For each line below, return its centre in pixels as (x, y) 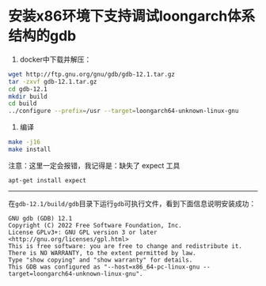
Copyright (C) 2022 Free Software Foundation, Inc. (95, 225)
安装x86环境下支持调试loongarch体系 (132, 16)
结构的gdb (42, 36)
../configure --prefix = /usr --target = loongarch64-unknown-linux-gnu (123, 111)
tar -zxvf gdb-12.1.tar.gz (53, 81)
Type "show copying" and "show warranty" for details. (101, 260)
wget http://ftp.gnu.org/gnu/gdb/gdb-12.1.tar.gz (92, 74)
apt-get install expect (47, 180)
